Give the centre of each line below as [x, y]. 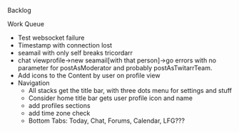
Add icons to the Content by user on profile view [89, 75]
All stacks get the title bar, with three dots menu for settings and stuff [130, 90]
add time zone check [59, 113]
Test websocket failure [51, 38]
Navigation [34, 83]
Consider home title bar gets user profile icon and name [110, 98]
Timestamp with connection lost [65, 45]
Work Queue [26, 24]
